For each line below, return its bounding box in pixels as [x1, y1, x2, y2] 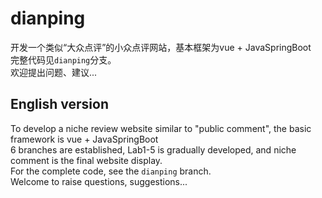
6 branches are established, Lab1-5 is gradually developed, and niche [10, 143, 297, 156]
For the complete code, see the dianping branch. [10, 165, 212, 177]
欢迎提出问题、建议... [10, 66, 98, 78]
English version [10, 96, 109, 113]
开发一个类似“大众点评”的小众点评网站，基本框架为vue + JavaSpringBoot [10, 41, 312, 53]
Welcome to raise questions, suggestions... [10, 175, 188, 187]
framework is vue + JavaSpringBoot [10, 133, 159, 145]
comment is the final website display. [10, 154, 163, 166]
